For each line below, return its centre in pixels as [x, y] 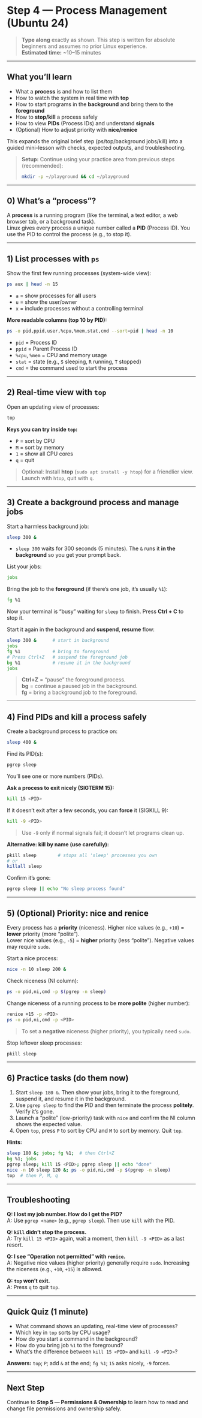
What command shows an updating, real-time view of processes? [97, 1326]
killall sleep [25, 867]
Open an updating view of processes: [53, 407]
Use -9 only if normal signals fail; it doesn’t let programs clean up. [103, 832]
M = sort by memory [40, 447]
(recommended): [42, 165]
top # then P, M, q [33, 1175]
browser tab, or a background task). [51, 222]
